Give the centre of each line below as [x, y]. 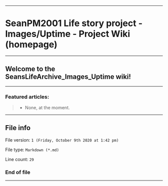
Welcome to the [30, 69]
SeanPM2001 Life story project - [74, 23]
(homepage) [31, 45]
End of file [18, 172]
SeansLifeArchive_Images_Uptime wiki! [68, 77]
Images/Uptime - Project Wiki [68, 34]
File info [18, 128]
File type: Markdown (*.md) [32, 150]
